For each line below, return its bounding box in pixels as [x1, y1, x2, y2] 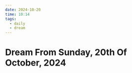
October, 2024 [5, 57, 66, 69]
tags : [5, 16, 16, 21]
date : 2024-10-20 [5, 7, 41, 12]
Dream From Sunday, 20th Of [5, 47, 127, 58]
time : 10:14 [5, 12, 30, 17]
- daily [9, 21, 26, 26]
